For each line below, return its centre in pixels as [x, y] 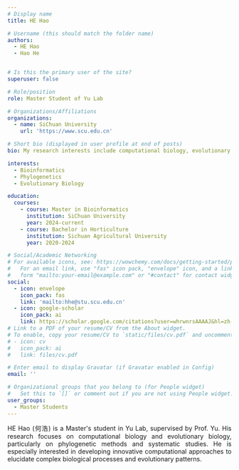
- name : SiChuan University [55, 125]
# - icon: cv [27, 341]
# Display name [30, 14]
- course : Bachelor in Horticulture [75, 229]
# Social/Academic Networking [52, 256]
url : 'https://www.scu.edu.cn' [67, 131]
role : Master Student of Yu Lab [55, 98]
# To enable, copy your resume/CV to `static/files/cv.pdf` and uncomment [121, 335]
